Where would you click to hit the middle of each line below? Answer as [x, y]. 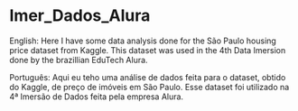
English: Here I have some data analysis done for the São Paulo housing [143, 41]
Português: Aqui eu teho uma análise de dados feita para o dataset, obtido [148, 77]
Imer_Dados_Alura [80, 16]
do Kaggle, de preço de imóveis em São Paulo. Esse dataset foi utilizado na [149, 87]
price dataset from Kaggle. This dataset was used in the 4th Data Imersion [148, 50]
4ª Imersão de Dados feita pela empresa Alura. [96, 97]
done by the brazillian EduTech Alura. [79, 60]
